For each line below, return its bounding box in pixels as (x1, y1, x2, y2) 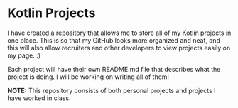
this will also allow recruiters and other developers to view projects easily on (7, 43, 231, 52)
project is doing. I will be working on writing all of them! (7, 72, 169, 81)
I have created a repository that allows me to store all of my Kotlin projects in (7, 28, 232, 37)
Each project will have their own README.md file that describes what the (7, 65, 221, 73)
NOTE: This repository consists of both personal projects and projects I (7, 86, 216, 94)
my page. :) (7, 51, 41, 60)
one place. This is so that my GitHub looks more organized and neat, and (7, 36, 220, 44)
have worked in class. (7, 94, 71, 102)
